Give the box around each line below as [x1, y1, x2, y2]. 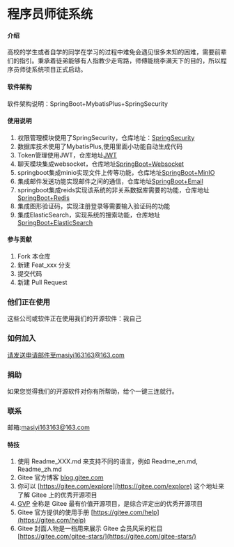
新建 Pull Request [17, 278, 68, 286]
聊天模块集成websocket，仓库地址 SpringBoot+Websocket [17, 160, 185, 168]
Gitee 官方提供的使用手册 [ [17, 508, 94, 516]
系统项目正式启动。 [31, 66, 87, 74]
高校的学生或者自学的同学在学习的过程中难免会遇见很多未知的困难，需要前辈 [7, 48, 227, 56]
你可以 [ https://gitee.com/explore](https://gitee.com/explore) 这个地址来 [17, 482, 225, 491]
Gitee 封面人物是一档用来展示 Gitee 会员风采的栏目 [17, 524, 163, 533]
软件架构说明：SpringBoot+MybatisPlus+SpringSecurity [7, 99, 169, 108]
